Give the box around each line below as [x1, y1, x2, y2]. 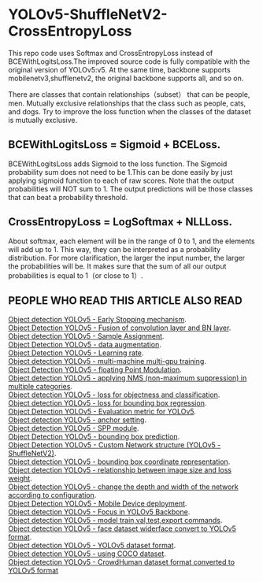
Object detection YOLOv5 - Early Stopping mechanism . [8, 315, 187, 324]
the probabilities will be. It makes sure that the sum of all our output [8, 261, 227, 271]
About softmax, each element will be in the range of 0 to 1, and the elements [8, 236, 255, 246]
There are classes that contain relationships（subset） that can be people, [8, 89, 250, 99]
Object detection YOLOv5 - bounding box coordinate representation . [8, 457, 231, 466]
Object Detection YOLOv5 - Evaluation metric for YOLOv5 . [8, 407, 197, 417]
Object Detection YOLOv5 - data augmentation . [8, 340, 161, 350]
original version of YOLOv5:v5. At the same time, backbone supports [8, 65, 231, 74]
